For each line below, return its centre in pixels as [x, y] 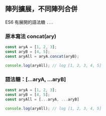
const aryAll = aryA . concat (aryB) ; [42, 56]
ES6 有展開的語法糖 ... [29, 22]
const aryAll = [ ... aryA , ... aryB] [42, 99]
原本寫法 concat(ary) [31, 36]
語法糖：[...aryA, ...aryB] [35, 79]
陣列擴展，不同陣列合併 [41, 9]
